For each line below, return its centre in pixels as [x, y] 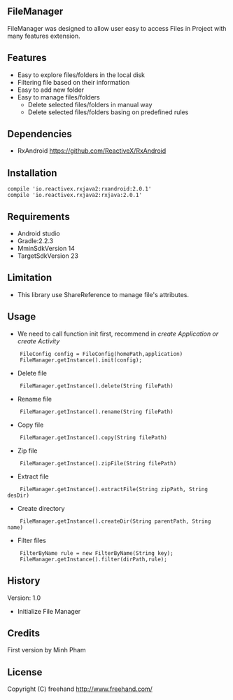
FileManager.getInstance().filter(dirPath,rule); [94, 559]
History [24, 581]
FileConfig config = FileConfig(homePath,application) [101, 354]
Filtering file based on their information [73, 82]
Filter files [32, 540]
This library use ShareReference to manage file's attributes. [103, 294]
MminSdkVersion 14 [46, 249]
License [25, 672]
